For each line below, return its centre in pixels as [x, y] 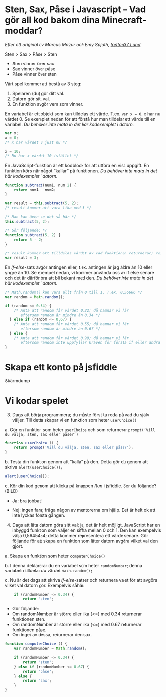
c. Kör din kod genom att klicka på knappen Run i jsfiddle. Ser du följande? [81, 486]
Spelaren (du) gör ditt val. [38, 93]
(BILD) [12, 491]
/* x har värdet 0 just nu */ [36, 142]
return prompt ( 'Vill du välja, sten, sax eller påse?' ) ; [74, 447]
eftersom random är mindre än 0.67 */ [60, 329]
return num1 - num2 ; [35, 190]
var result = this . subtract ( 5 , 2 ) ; [42, 203]
